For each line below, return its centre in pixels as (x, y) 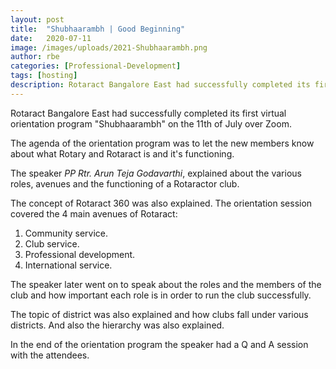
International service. (68, 265)
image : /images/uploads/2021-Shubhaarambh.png (109, 47)
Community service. (66, 233)
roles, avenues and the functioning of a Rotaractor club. (125, 183)
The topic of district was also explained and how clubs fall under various (159, 314)
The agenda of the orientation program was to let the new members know (162, 143)
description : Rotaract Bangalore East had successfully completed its (160, 85)
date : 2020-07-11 (51, 38)
